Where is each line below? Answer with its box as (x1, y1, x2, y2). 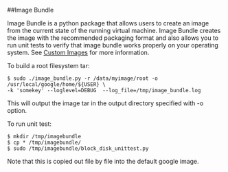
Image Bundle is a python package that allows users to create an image (7, 19, 209, 27)
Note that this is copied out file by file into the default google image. (7, 158, 199, 165)
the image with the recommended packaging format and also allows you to (7, 34, 218, 42)
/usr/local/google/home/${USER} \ (7, 81, 106, 88)
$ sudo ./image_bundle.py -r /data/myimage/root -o (7, 75, 158, 82)
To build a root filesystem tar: (7, 62, 90, 69)
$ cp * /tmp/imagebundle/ (7, 139, 81, 146)
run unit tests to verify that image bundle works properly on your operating (7, 41, 218, 49)
